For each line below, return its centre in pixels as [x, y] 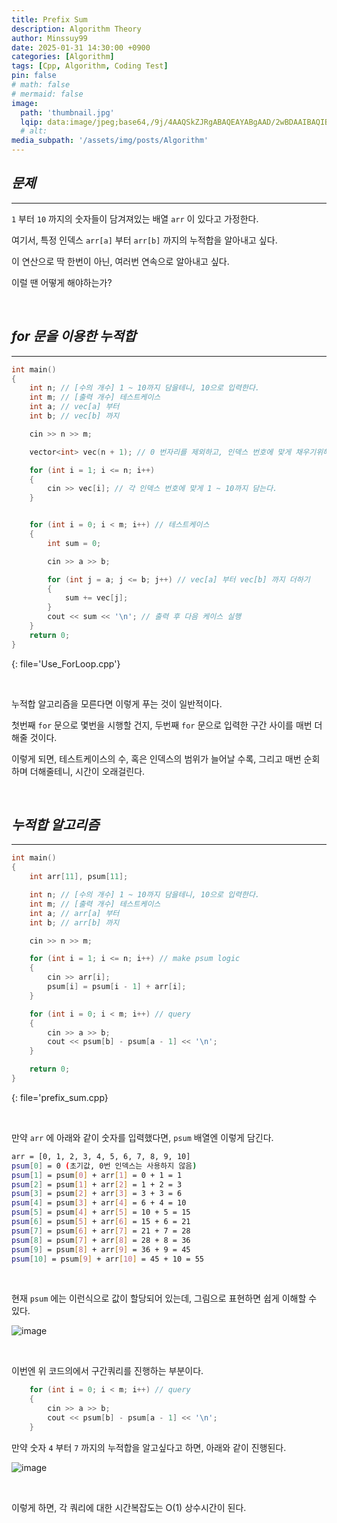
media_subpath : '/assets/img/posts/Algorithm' [110, 141]
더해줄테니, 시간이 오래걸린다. [87, 771]
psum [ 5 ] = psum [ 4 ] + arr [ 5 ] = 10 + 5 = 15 [101, 1212]
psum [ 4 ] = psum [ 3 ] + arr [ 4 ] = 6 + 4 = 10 [99, 1203]
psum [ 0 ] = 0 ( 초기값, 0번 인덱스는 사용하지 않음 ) [104, 1166]
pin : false [34, 76]
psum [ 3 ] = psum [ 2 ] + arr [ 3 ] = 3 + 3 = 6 [97, 1194]
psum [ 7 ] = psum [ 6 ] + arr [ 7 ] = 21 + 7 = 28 [101, 1231]
